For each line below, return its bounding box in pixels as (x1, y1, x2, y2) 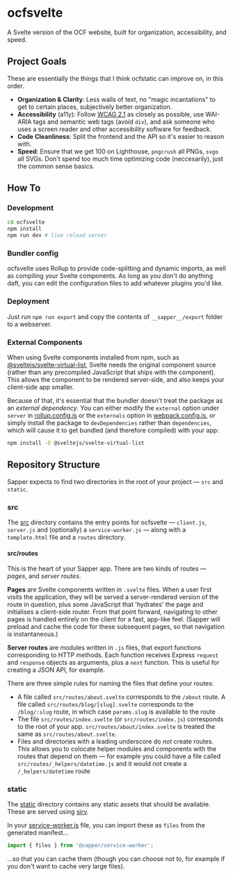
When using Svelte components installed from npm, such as (7, 353, 179, 361)
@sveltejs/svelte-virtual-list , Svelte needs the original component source (7, 360, 216, 369)
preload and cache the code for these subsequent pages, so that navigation (7, 623, 225, 631)
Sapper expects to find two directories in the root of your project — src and (7, 477, 224, 486)
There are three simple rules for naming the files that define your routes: (7, 679, 214, 688)
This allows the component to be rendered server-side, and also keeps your (7, 375, 225, 383)
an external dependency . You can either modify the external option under (7, 404, 219, 412)
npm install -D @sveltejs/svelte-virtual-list (7, 439, 145, 446)
